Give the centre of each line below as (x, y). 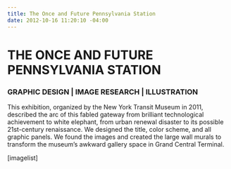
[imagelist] (23, 158)
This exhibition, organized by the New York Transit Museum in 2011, (105, 107)
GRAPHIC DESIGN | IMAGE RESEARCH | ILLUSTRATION (103, 92)
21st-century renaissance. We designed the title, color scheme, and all (109, 129)
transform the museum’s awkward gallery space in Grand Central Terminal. (116, 144)
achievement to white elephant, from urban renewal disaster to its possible (115, 122)
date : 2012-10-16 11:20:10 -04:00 (58, 20)
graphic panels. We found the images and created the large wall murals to (114, 137)
